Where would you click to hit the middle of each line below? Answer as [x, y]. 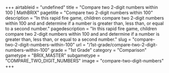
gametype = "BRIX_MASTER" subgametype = [53, 55]
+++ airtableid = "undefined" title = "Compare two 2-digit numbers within [81, 7]
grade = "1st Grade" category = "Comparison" [99, 50]
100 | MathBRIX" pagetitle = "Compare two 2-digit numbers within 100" [79, 13]
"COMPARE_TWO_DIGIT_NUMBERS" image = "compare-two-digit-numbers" [84, 61]
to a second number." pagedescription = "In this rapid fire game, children [81, 29]
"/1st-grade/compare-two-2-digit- [122, 45]
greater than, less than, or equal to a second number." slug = [68, 39]
